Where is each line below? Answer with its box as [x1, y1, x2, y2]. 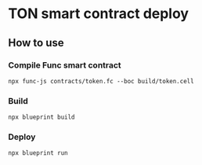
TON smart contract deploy [8, 5, 189, 23]
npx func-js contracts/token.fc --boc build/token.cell [8, 77, 194, 85]
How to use [8, 36, 64, 49]
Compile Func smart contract [8, 60, 121, 71]
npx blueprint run [8, 149, 68, 157]
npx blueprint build [8, 113, 76, 122]
